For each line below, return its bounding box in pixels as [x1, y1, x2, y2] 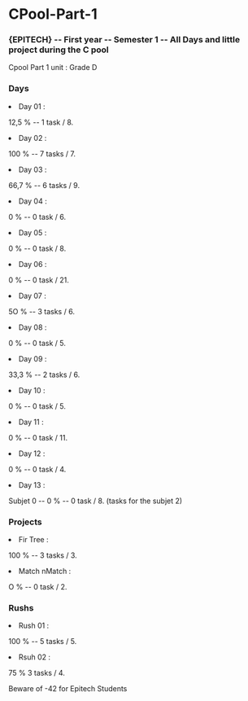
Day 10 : [19, 385, 46, 395]
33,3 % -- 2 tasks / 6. [8, 370, 80, 379]
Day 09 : [19, 353, 47, 363]
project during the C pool [8, 44, 109, 55]
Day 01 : [19, 101, 46, 111]
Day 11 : [19, 417, 44, 427]
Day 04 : [19, 196, 47, 206]
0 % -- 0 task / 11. [8, 432, 67, 442]
